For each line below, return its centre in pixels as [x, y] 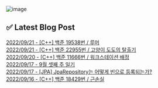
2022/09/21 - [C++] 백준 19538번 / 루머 [53, 42]
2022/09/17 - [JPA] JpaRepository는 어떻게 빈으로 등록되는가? [79, 72]
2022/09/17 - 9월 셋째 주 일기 [40, 64]
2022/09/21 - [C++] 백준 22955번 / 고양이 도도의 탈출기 [71, 49]
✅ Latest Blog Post [40, 27]
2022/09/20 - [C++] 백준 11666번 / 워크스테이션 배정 [68, 57]
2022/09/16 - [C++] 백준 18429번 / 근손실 [55, 79]
